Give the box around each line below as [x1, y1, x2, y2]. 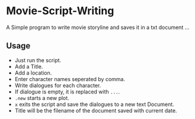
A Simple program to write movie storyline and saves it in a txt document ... [6, 24, 190, 31]
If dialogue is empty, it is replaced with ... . [14, 88, 120, 95]
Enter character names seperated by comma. [14, 75, 126, 82]
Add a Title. [14, 63, 43, 70]
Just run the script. [14, 56, 62, 63]
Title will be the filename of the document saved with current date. [14, 107, 177, 114]
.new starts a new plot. [14, 94, 69, 101]
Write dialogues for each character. [14, 82, 101, 89]
